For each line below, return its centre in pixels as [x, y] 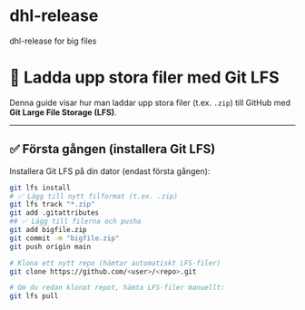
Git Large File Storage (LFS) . [63, 112]
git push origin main [50, 247]
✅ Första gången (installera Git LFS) [113, 149]
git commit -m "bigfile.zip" [64, 238]
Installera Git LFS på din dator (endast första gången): [110, 171]
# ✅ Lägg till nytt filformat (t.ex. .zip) [94, 196]
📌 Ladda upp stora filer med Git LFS [144, 77]
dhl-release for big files [53, 41]
